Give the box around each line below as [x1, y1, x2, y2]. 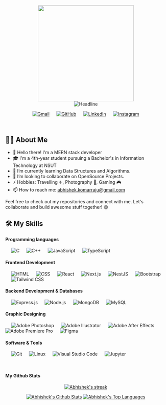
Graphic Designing [5, 311, 46, 317]
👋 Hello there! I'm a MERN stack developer [12, 149, 102, 155]
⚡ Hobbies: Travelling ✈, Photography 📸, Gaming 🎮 [12, 179, 122, 185]
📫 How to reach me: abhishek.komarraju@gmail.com [12, 186, 125, 193]
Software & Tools [5, 339, 42, 346]
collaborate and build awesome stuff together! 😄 [5, 204, 109, 210]
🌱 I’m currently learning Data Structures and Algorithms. [12, 167, 131, 174]
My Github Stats [5, 372, 41, 378]
